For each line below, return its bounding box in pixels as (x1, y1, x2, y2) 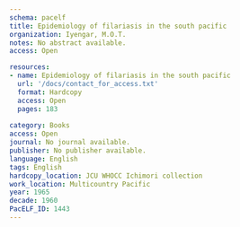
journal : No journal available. (9, 138, 130, 147)
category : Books (9, 121, 70, 130)
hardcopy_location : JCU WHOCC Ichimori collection (9, 171, 203, 180)
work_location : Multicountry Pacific (9, 179, 151, 188)
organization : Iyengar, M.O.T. (9, 30, 127, 39)
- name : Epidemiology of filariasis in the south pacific (9, 71, 231, 81)
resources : (9, 63, 50, 72)
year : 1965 (9, 188, 50, 197)
